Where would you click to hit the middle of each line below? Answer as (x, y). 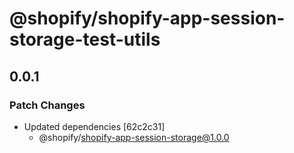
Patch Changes (47, 105)
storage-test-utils (85, 39)
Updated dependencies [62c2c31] (94, 126)
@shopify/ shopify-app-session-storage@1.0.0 (134, 137)
